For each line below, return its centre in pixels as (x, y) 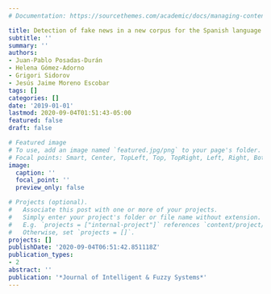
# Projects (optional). (48, 203)
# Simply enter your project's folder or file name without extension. (135, 217)
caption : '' (36, 173)
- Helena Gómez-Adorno (46, 68)
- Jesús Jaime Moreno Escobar (59, 83)
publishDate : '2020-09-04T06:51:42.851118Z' (84, 247)
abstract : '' (30, 270)
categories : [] (34, 98)
